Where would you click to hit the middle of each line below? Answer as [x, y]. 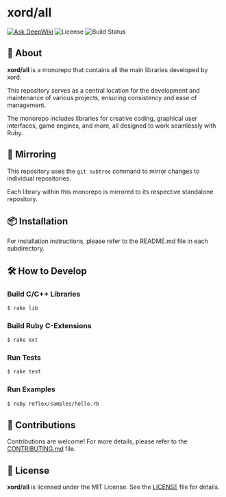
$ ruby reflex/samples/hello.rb [53, 404]
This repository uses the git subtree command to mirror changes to [103, 171]
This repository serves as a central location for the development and [103, 90]
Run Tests [24, 358]
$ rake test [24, 372]
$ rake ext [23, 340]
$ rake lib [23, 308]
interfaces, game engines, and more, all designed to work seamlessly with [112, 126]
